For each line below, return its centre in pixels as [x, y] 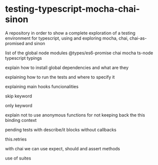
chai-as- [138, 38]
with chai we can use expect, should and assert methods [63, 148]
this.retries [16, 139]
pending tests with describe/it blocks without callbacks [61, 130]
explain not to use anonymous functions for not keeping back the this [75, 115]
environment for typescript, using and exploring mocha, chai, [67, 38]
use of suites [18, 158]
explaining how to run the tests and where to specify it [60, 77]
